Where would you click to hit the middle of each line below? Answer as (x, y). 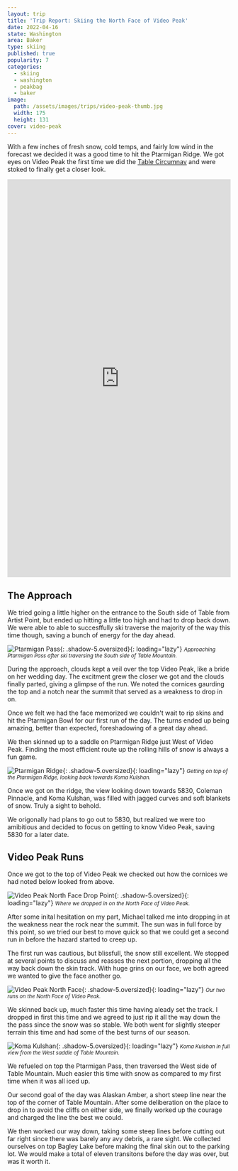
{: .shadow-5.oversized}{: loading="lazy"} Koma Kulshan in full (143, 1046)
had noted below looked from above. (61, 882)
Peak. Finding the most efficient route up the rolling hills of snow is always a (118, 750)
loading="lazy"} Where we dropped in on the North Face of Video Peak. (99, 903)
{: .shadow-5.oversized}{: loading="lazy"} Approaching (138, 649)
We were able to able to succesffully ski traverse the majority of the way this (119, 628)
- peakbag (28, 87)
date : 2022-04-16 (33, 27)
